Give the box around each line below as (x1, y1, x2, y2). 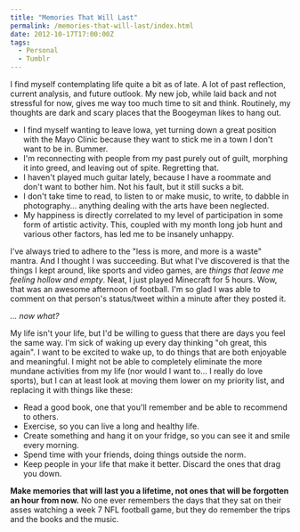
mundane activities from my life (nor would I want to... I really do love (10, 366, 264, 376)
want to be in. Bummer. (22, 143, 109, 154)
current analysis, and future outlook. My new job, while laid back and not (10, 88, 277, 99)
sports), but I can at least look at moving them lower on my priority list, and (10, 375, 285, 386)
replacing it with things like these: (10, 385, 134, 395)
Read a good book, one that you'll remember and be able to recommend (22, 402, 288, 413)
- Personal (18, 46, 59, 55)
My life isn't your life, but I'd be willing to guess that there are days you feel (10, 328, 286, 339)
